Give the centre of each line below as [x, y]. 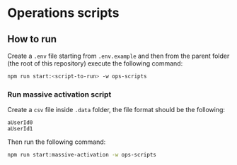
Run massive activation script [59, 94]
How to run [32, 39]
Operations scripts [63, 13]
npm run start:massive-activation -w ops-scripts [82, 155]
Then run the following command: [57, 142]
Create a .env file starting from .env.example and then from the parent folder [118, 56]
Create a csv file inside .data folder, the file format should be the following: [116, 110]
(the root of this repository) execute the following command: [95, 63]
